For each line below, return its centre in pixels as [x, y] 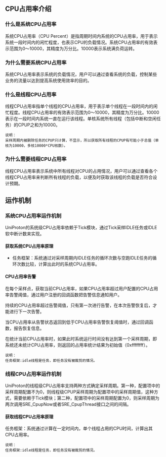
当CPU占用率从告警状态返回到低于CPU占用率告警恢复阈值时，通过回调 [77, 322]
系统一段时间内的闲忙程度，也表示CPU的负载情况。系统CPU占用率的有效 [79, 42]
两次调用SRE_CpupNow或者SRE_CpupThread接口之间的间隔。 [68, 404]
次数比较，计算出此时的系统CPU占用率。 [58, 264]
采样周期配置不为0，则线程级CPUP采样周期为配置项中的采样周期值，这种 [80, 392]
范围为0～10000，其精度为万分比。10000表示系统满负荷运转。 [73, 48]
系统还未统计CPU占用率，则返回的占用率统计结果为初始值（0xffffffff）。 [78, 345]
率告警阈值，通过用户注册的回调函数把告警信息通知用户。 [63, 295]
